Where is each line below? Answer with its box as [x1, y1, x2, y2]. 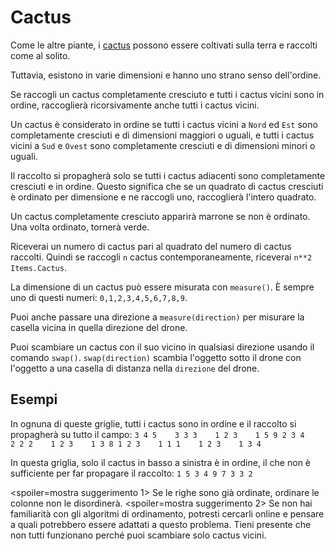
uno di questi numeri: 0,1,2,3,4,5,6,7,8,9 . [10, 291, 188, 303]
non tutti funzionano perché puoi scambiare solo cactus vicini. [10, 529, 267, 541]
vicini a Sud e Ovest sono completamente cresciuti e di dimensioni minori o [10, 139, 316, 151]
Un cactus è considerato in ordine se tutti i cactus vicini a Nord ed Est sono [10, 118, 318, 130]
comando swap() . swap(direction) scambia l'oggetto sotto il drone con [10, 351, 302, 363]
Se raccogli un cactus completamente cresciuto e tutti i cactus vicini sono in [10, 88, 325, 100]
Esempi [10, 391, 58, 408]
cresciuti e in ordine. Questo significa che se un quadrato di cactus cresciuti [10, 180, 324, 192]
